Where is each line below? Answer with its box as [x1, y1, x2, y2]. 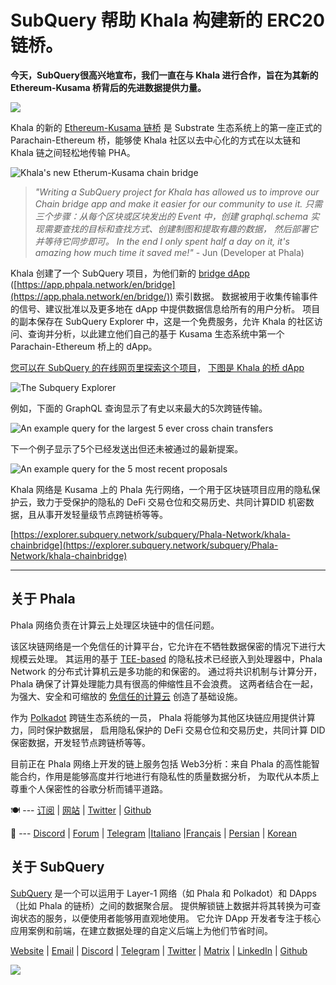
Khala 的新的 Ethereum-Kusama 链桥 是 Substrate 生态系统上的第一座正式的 [10, 121, 323, 133]
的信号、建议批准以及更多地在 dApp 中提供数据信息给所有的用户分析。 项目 [10, 302, 321, 315]
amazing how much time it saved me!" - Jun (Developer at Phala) [34, 246, 305, 258]
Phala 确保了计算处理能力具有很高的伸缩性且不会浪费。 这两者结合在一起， [10, 677, 319, 690]
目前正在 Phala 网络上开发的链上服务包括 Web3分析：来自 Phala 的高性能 [10, 757, 312, 770]
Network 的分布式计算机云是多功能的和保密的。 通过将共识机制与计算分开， [10, 665, 323, 677]
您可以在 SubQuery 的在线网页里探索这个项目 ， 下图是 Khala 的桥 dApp [10, 361, 305, 373]
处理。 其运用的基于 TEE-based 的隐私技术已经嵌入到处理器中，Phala [36, 652, 323, 665]
